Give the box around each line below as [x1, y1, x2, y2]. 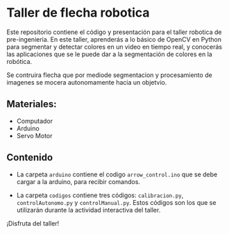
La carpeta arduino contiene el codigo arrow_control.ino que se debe [16, 170, 218, 178]
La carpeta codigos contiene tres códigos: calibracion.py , [16, 191, 184, 199]
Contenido [6, 151, 53, 164]
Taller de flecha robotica [6, 5, 150, 21]
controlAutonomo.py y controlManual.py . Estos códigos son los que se [16, 198, 217, 206]
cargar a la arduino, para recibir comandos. [16, 177, 140, 185]
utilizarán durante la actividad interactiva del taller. [16, 206, 161, 214]
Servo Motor [16, 131, 53, 140]
